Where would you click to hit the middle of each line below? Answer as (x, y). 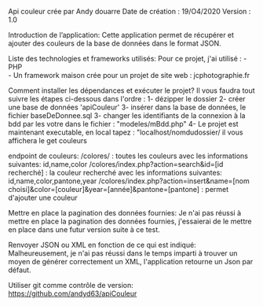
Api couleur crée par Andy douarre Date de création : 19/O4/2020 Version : (130, 11)
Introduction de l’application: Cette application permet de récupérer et (121, 35)
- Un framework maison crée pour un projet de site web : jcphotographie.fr (129, 75)
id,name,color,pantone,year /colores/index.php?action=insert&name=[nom (129, 181)
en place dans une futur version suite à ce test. (84, 230)
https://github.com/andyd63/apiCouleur (73, 293)
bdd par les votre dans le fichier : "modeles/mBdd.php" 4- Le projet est (123, 124)
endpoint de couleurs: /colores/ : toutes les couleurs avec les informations (128, 156)
